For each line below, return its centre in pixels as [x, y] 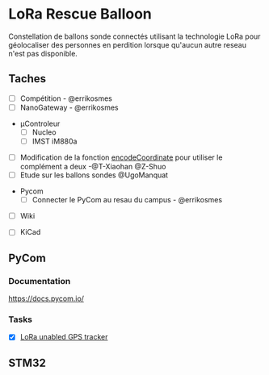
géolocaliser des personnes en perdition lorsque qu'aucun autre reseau [127, 44]
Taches [27, 79]
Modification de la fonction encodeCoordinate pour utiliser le [121, 157]
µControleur [40, 123]
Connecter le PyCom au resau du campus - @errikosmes [127, 200]
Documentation [40, 281]
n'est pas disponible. [43, 53]
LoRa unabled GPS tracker [64, 337]
